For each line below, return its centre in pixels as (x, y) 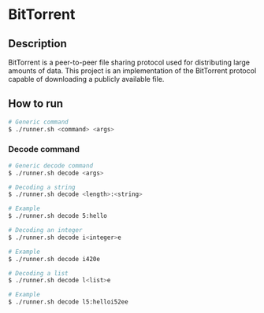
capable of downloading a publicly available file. (86, 79)
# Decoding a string (42, 187)
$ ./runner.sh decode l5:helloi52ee (68, 302)
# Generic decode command (50, 166)
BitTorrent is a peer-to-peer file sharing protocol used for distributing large (129, 62)
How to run (36, 104)
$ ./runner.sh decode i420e (54, 259)
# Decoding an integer (45, 230)
